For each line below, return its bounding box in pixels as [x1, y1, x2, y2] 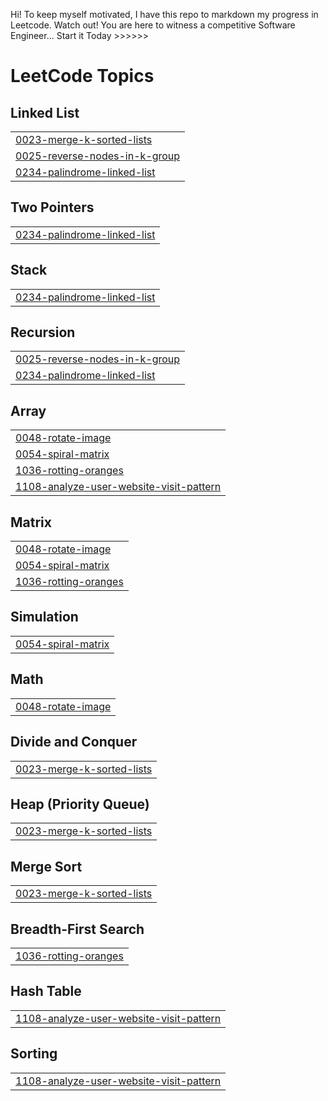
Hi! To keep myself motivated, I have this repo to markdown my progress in [10, 9, 319, 20]
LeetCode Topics [10, 65, 155, 88]
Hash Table [10, 983, 82, 1000]
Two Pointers [10, 199, 95, 216]
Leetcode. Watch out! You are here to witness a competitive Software [10, 19, 296, 31]
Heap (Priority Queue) [10, 795, 150, 813]
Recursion [10, 324, 76, 341]
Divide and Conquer [10, 734, 138, 751]
